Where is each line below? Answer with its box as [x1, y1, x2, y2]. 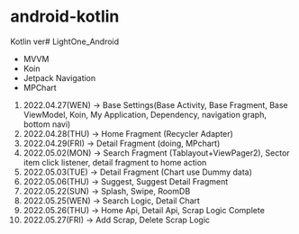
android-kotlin [10, 6, 120, 27]
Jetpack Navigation [23, 72, 96, 83]
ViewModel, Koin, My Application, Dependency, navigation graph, [23, 109, 267, 120]
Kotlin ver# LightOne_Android [10, 36, 120, 47]
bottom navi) [23, 119, 71, 130]
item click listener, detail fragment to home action [23, 157, 207, 167]
